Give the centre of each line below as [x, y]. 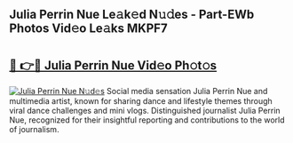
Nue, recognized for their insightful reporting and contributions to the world [147, 120]
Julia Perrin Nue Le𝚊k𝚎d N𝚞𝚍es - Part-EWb [132, 15]
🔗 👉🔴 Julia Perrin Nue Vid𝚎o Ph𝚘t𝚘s [113, 65]
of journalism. [34, 129]
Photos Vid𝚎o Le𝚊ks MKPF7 [88, 29]
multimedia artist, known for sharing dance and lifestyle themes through [141, 101]
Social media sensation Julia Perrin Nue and [187, 91]
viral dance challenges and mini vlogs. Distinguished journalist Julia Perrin [145, 111]
